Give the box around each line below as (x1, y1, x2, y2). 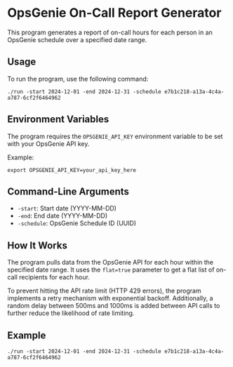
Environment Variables (7, 114, 109, 126)
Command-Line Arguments (7, 185, 130, 197)
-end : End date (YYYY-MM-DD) (17, 212, 108, 220)
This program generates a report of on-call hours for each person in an (7, 28, 213, 36)
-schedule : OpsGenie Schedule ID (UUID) (17, 219, 137, 227)
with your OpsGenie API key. (7, 139, 90, 148)
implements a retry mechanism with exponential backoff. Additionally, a (7, 294, 213, 302)
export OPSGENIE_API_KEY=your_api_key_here (7, 166, 137, 173)
